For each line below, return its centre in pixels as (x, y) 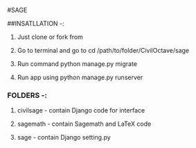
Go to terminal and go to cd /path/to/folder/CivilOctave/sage (103, 50)
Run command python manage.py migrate (77, 64)
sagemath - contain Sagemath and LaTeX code (84, 124)
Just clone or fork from (50, 37)
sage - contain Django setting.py (64, 138)
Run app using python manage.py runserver (80, 77)
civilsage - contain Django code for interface (81, 110)
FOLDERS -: (27, 95)
